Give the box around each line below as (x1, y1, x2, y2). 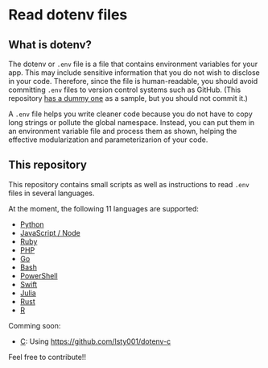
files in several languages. (8, 188, 95, 198)
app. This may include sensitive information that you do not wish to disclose (8, 68, 260, 77)
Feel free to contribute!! (8, 352, 87, 362)
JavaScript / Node (19, 228, 80, 237)
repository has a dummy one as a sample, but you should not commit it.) (8, 94, 248, 102)
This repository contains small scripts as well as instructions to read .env (8, 179, 249, 189)
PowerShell (19, 270, 58, 280)
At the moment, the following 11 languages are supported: (8, 203, 200, 213)
